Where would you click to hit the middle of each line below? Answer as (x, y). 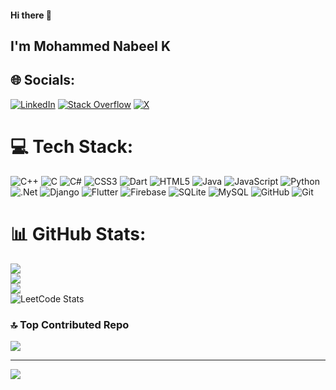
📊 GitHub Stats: (78, 233)
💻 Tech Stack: (72, 146)
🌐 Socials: (43, 80)
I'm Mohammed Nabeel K (91, 46)
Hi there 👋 (31, 15)
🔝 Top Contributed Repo (70, 324)
